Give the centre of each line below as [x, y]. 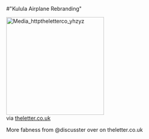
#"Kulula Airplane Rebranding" [44, 9]
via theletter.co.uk [29, 118]
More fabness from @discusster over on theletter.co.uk [74, 130]
